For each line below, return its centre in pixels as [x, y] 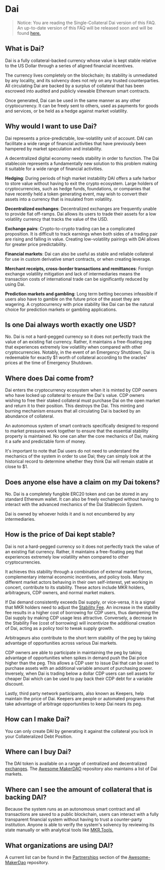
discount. [14, 684]
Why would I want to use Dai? [51, 126]
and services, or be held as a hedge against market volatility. [67, 111]
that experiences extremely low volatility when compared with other [74, 347]
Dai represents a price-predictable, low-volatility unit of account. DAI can [79, 138]
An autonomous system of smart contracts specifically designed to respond [82, 426]
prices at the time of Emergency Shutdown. [49, 363]
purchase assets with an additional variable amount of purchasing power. [79, 668]
